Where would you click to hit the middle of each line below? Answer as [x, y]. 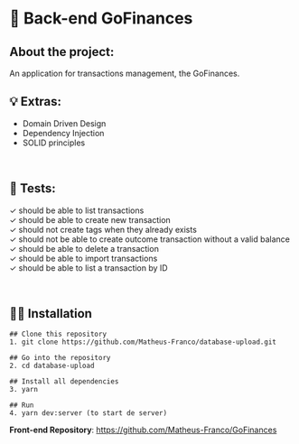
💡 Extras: [35, 102]
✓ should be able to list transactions [77, 210]
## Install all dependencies [64, 382]
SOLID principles [54, 143]
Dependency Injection [63, 133]
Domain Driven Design [64, 123]
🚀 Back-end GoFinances [101, 18]
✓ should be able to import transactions [84, 258]
